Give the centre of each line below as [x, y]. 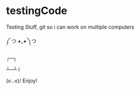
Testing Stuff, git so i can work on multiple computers [70, 27]
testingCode [37, 11]
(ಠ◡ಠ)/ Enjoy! [22, 81]
